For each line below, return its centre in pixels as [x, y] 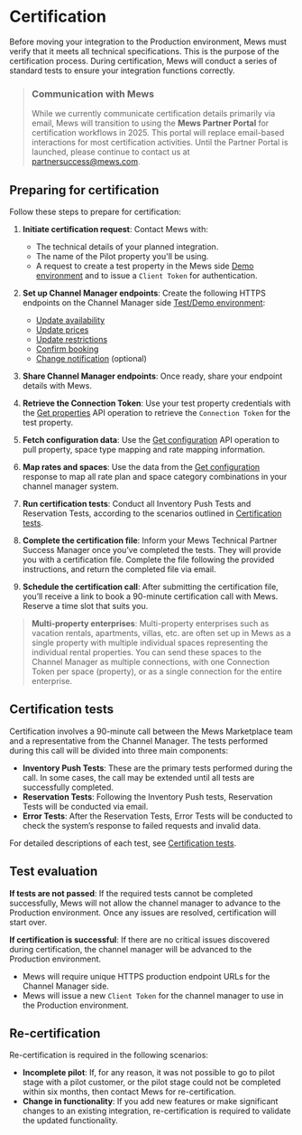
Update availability [70, 320]
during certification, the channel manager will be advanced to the [131, 949]
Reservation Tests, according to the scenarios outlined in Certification [152, 513]
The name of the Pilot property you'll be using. [122, 257]
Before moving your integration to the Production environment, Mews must [148, 42]
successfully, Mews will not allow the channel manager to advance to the [145, 903]
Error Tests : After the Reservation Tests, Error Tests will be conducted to [157, 816]
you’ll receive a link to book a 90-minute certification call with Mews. [150, 596]
